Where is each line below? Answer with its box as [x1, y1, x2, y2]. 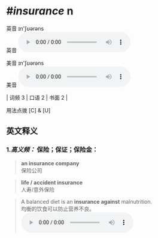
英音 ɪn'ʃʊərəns [6, 25, 44, 32]
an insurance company [20, 159, 80, 166]
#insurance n [6, 4, 74, 18]
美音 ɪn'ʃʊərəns [6, 59, 44, 67]
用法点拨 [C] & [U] [6, 106, 51, 114]
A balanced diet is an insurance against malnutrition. [20, 198, 153, 205]
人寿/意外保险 [20, 186, 55, 193]
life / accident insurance [20, 178, 83, 186]
